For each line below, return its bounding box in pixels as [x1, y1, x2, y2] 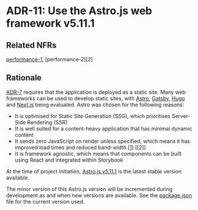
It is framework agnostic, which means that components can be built [14, 150, 182, 157]
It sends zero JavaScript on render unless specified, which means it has [14, 137, 190, 145]
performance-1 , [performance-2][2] [6, 56, 93, 63]
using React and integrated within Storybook [14, 156, 124, 163]
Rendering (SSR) [27, 119, 68, 126]
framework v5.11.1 [6, 17, 95, 30]
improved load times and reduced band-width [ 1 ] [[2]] [14, 143, 146, 151]
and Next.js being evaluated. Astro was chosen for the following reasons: [6, 101, 184, 108]
